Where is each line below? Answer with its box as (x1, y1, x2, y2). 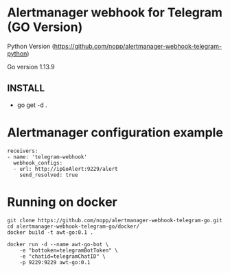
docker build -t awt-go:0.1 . (7, 228, 94, 236)
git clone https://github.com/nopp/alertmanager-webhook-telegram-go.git (7, 217, 223, 224)
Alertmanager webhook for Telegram (7, 5, 223, 21)
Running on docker (7, 194, 118, 210)
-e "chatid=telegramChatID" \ (19, 252, 106, 260)
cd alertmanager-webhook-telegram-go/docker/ (7, 223, 139, 230)
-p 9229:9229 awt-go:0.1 (19, 259, 91, 265)
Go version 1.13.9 (7, 62, 55, 71)
